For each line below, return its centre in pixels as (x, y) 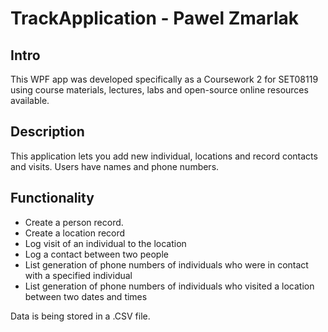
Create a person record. (74, 222)
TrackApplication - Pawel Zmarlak (154, 18)
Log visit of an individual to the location (105, 243)
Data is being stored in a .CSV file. (80, 316)
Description (47, 132)
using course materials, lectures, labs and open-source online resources (159, 90)
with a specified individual (78, 275)
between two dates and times (86, 296)
